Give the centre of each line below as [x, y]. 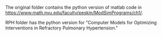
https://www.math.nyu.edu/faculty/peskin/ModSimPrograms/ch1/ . [74, 13]
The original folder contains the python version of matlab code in [74, 7]
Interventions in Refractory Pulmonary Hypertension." [62, 28]
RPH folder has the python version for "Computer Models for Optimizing [81, 23]
